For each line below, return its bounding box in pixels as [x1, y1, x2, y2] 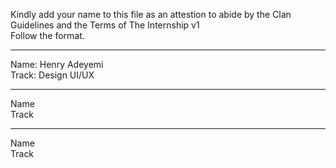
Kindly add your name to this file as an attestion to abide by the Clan [10, 9, 292, 20]
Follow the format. [10, 30, 85, 41]
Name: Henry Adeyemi [10, 59, 104, 70]
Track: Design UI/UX [10, 69, 95, 81]
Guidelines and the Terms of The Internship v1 [10, 19, 200, 31]
